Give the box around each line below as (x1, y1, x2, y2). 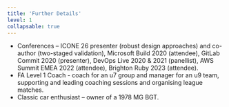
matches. (17, 86, 44, 94)
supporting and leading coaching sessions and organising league (17, 79, 203, 87)
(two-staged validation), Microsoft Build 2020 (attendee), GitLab (37, 49, 220, 57)
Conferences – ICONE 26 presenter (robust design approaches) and (17, 42, 211, 50)
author (17, 49, 37, 57)
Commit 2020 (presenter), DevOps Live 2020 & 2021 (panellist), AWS (17, 57, 214, 65)
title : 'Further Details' (7, 10, 81, 17)
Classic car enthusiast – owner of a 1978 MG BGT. (17, 93, 159, 101)
